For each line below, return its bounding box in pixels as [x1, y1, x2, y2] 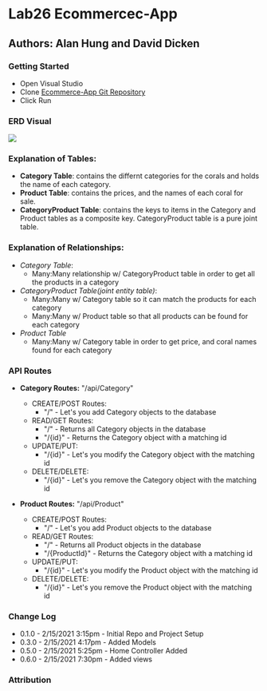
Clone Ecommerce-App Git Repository [19, 87, 146, 97]
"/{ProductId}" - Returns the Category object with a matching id [43, 549, 253, 558]
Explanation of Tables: [8, 153, 97, 165]
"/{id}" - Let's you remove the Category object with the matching [43, 475, 257, 485]
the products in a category [31, 277, 120, 287]
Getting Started [8, 61, 69, 72]
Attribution [8, 674, 52, 685]
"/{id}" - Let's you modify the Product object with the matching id [43, 566, 259, 575]
